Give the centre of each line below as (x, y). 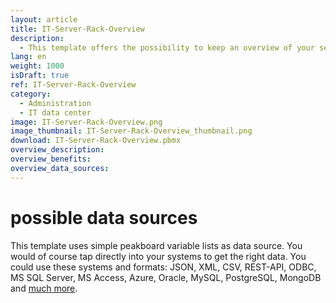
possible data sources (104, 217)
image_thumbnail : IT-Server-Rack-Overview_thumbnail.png (131, 131)
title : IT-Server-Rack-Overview (77, 29)
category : (31, 94)
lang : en (28, 57)
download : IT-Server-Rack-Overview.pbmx (96, 141)
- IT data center (55, 112)
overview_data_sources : (60, 168)
